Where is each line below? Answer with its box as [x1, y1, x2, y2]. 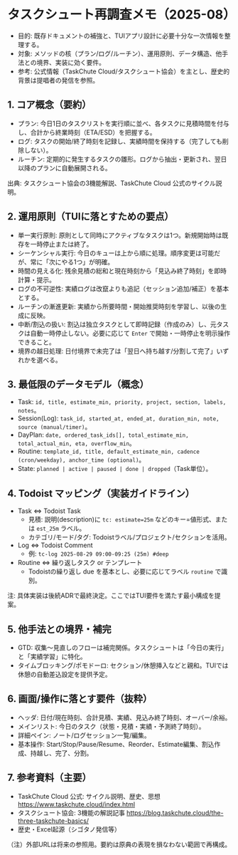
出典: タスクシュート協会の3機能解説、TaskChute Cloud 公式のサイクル [7, 179, 216, 187]
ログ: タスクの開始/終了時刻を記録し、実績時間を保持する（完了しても [17, 137, 222, 145]
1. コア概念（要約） [7, 99, 92, 111]
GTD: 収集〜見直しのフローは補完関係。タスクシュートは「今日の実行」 [17, 643, 227, 652]
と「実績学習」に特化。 [17, 653, 87, 660]
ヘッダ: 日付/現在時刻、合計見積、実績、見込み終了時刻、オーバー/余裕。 [17, 713, 232, 722]
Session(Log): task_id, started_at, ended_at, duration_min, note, [17, 414, 220, 423]
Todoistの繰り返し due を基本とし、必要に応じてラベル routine [28, 567, 214, 576]
